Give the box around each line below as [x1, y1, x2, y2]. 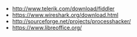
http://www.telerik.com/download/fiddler [12, 5, 115, 12]
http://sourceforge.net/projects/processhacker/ [12, 18, 132, 24]
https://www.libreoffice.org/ [12, 24, 82, 31]
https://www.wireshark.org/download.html [12, 11, 119, 18]
